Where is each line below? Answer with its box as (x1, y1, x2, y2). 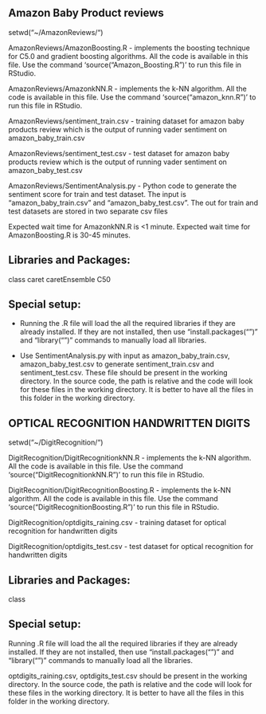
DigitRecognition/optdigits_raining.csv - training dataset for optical (8, 518, 227, 528)
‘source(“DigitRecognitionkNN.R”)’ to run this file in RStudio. (8, 470, 205, 480)
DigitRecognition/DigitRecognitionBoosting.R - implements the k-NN (8, 485, 231, 495)
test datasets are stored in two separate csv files (8, 206, 169, 216)
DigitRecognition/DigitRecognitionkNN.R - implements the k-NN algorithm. (8, 453, 252, 463)
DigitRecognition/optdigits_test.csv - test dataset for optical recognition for (8, 542, 254, 551)
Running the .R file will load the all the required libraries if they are (19, 319, 237, 328)
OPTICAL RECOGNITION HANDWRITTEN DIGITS (8, 416, 251, 430)
